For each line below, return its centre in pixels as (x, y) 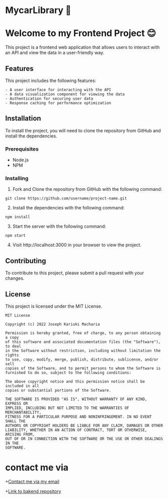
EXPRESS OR (17, 403)
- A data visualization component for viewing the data (65, 94)
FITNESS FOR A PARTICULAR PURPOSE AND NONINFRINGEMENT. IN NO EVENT (78, 417)
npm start (16, 236)
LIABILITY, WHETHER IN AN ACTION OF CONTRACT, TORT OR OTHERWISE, (76, 430)
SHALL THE (16, 421)
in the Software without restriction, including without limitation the (83, 350)
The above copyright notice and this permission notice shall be (75, 381)
